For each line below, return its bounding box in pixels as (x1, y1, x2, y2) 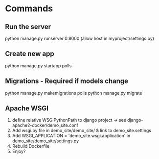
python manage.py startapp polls (5, 62, 72, 69)
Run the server (5, 23, 51, 31)
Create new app (5, 50, 55, 58)
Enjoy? (12, 148, 26, 155)
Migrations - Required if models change (5, 77, 129, 85)
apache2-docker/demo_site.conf (12, 122, 79, 128)
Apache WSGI (5, 104, 49, 113)
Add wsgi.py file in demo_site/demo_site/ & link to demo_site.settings (12, 128, 152, 133)
